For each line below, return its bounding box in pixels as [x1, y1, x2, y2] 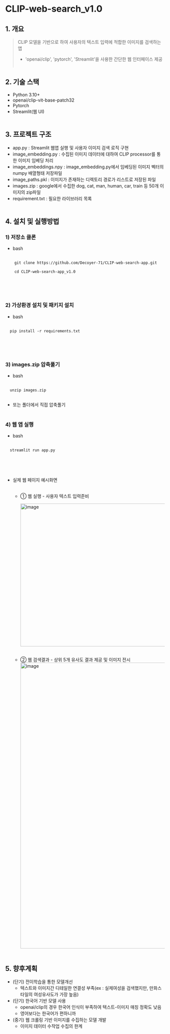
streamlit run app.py [10, 448, 56, 453]
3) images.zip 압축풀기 [5, 361, 60, 368]
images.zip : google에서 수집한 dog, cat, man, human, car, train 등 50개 [12, 182, 159, 189]
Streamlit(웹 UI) [12, 108, 45, 114]
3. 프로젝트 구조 [5, 130, 52, 139]
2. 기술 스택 [5, 78, 39, 86]
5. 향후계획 [5, 964, 38, 973]
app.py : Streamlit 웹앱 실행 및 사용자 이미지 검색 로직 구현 [12, 144, 129, 150]
